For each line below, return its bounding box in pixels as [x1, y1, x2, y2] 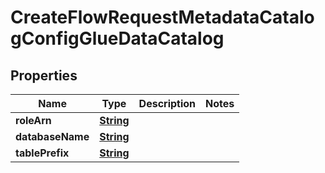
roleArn [15, 114, 52, 127]
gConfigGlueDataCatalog [10, 27, 225, 50]
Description [138, 97, 197, 110]
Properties [10, 67, 78, 84]
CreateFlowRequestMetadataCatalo [10, 6, 315, 29]
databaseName [15, 130, 90, 143]
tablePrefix [15, 146, 70, 160]
